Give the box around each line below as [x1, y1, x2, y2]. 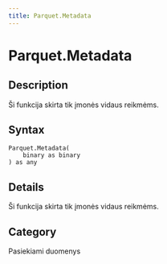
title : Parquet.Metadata [8, 11, 92, 20]
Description [8, 78, 68, 93]
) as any [8, 159, 38, 167]
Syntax [8, 123, 45, 137]
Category [8, 225, 57, 238]
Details [8, 180, 44, 194]
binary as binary [22, 151, 81, 159]
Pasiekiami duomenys [8, 246, 81, 256]
